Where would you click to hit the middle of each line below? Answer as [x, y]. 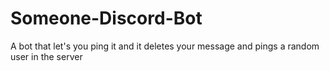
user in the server [46, 56]
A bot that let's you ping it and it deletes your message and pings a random [165, 46]
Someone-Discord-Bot [106, 18]
